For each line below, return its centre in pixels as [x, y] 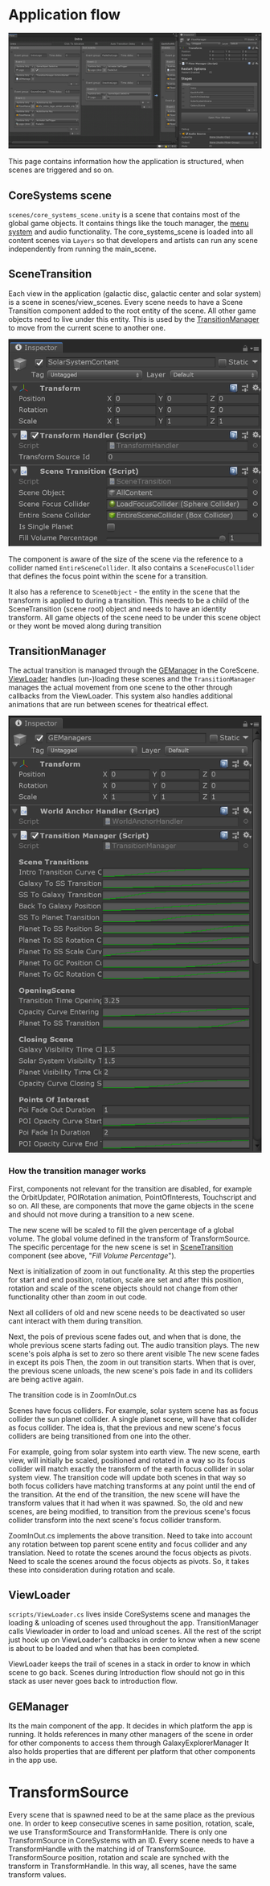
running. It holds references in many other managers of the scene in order [131, 1735]
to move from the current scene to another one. [87, 327]
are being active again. [46, 1379]
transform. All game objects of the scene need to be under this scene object [135, 617]
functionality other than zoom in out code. [78, 1296]
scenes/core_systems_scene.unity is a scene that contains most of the [124, 215]
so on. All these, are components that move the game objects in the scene [131, 1205]
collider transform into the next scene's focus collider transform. [115, 1520]
